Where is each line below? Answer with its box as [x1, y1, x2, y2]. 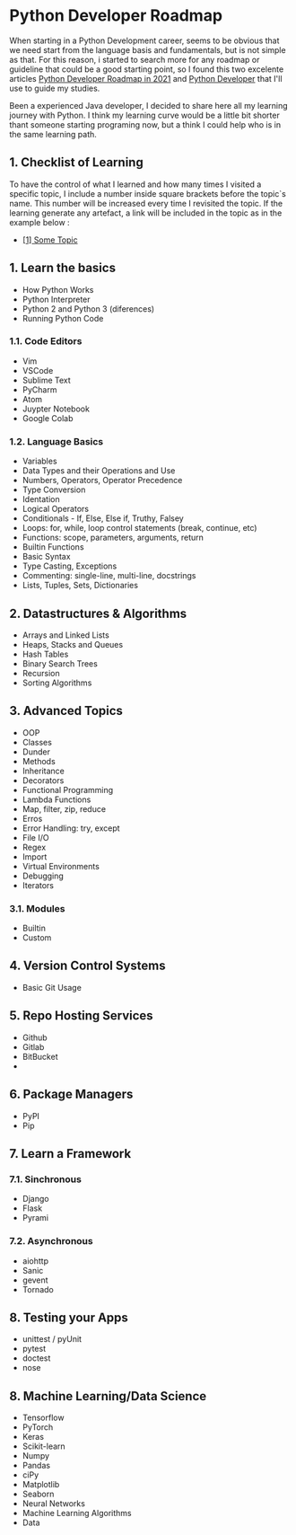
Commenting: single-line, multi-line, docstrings [22, 570, 196, 581]
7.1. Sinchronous [9, 1173, 83, 1186]
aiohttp [22, 1255, 49, 1266]
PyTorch [22, 1422, 54, 1433]
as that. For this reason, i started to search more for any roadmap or [9, 54, 260, 65]
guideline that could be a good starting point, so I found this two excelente [9, 64, 284, 75]
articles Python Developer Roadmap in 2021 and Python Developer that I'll [9, 73, 283, 84]
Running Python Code [22, 313, 104, 323]
